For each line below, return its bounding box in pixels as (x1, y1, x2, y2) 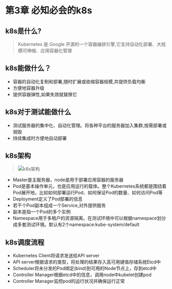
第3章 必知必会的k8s (5, 5, 92, 16)
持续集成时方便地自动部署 (12, 135, 67, 141)
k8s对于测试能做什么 (5, 108, 72, 117)
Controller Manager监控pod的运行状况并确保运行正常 (12, 278, 125, 284)
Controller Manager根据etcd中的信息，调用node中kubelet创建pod (12, 272, 152, 278)
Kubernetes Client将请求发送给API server (12, 253, 100, 259)
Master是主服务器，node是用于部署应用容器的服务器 (12, 177, 124, 183)
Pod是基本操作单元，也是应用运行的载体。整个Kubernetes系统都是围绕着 (12, 183, 167, 189)
